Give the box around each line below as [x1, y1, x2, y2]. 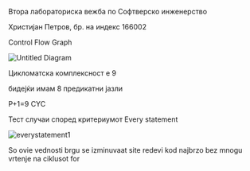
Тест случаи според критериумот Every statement [8, 115, 178, 124]
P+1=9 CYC [8, 99, 46, 108]
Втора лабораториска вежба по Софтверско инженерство [8, 7, 208, 16]
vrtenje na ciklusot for [8, 154, 80, 163]
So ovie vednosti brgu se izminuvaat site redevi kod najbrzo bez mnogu [8, 146, 243, 154]
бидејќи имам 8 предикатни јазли [8, 84, 123, 93]
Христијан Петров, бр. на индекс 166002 [8, 22, 147, 31]
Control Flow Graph [8, 37, 72, 47]
